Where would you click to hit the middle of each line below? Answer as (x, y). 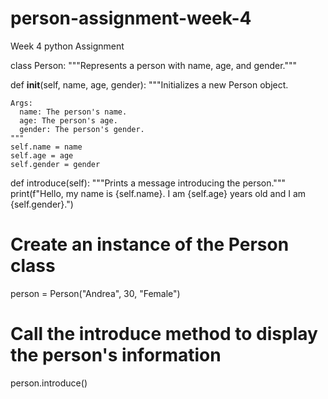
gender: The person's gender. (82, 129)
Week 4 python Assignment (67, 46)
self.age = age (42, 155)
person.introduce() (49, 383)
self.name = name (46, 147)
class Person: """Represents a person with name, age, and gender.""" (153, 65)
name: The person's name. (73, 112)
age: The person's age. (68, 120)
